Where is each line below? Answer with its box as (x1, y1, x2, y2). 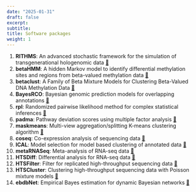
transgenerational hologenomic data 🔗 (15, 59, 109, 66)
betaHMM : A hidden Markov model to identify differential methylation (15, 65, 186, 72)
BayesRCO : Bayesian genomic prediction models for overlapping (15, 90, 175, 97)
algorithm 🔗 (15, 128, 44, 136)
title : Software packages (7, 31, 71, 37)
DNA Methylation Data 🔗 (15, 84, 75, 91)
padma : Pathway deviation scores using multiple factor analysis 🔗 (15, 116, 177, 122)
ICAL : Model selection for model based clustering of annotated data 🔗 (15, 141, 186, 148)
